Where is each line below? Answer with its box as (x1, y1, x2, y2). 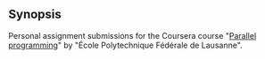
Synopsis (8, 7, 62, 22)
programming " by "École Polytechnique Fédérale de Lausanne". (8, 40, 243, 50)
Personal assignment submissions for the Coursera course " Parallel (8, 30, 257, 41)
